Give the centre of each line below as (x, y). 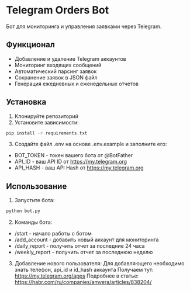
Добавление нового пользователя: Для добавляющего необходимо (99, 264)
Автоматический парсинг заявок (56, 71)
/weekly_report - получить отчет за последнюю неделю (84, 252)
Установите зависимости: (46, 122)
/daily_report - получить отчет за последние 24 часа (80, 246)
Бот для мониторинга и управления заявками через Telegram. (84, 26)
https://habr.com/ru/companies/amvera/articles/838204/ (83, 282)
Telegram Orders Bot (58, 10)
